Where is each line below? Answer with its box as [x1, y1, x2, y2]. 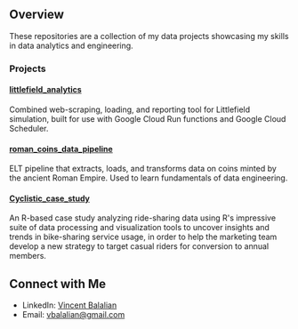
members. [9, 251, 47, 261]
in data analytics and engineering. [9, 40, 133, 51]
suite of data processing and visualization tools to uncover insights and [9, 222, 270, 233]
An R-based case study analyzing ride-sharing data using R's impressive [9, 213, 277, 223]
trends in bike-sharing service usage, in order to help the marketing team [9, 231, 278, 243]
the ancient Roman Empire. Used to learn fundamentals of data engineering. [9, 173, 288, 183]
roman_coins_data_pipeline [9, 143, 113, 154]
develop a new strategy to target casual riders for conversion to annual [9, 241, 270, 252]
